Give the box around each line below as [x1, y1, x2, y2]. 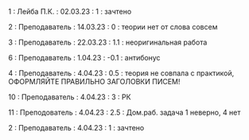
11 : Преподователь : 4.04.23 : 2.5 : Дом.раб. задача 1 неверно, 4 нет [8, 107, 241, 117]
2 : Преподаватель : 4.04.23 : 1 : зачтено [8, 123, 145, 132]
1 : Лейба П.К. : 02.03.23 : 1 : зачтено [8, 7, 132, 16]
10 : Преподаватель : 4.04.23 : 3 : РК [8, 92, 131, 102]
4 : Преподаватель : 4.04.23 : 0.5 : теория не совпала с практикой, [8, 68, 235, 78]
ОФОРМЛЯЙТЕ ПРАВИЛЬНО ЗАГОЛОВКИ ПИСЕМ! [8, 77, 181, 86]
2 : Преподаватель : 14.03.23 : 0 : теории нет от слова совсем [8, 22, 218, 31]
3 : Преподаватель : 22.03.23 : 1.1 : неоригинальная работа [8, 37, 208, 47]
